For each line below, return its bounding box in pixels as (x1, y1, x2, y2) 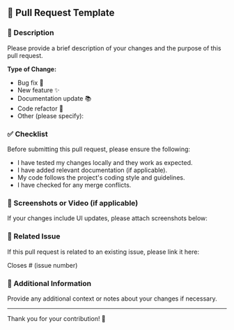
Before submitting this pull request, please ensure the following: (7, 145, 190, 153)
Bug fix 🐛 (17, 78, 44, 87)
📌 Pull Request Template (7, 7, 115, 19)
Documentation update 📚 (17, 94, 92, 102)
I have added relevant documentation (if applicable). (17, 166, 168, 174)
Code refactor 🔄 (17, 104, 64, 113)
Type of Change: (7, 64, 57, 73)
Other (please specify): (17, 111, 84, 120)
